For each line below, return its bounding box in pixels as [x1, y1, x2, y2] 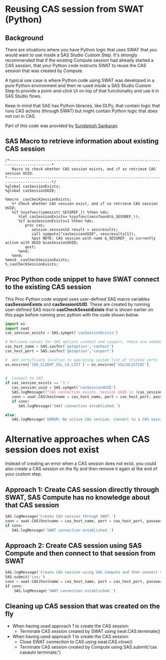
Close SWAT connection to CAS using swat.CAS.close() [19, 639, 133, 645]
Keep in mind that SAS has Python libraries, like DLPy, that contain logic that [5, 103, 160, 108]
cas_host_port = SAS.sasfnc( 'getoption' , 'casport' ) [5, 349, 114, 353]
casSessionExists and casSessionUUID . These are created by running [5, 301, 150, 307]
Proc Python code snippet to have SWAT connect [5, 275, 160, 284]
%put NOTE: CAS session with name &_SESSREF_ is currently [31, 236, 156, 241]
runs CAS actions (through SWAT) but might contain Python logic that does [5, 108, 158, 114]
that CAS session [5, 501, 59, 509]
